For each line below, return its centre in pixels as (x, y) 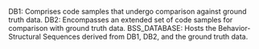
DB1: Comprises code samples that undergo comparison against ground (127, 11)
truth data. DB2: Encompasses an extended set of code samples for (121, 20)
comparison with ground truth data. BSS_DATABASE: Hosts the (113, 28)
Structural (25, 36)
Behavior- (234, 28)
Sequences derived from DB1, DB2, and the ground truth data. (146, 36)
